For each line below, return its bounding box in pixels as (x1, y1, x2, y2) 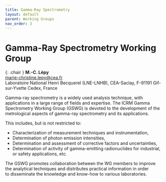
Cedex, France (27, 85, 58, 91)
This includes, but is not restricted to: (5, 120, 82, 126)
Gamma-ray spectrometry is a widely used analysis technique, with (5, 95, 143, 101)
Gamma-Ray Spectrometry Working (5, 43, 157, 54)
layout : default (5, 12, 39, 17)
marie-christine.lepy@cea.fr (5, 75, 63, 81)
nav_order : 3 (5, 21, 32, 26)
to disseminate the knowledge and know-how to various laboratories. (5, 171, 147, 177)
